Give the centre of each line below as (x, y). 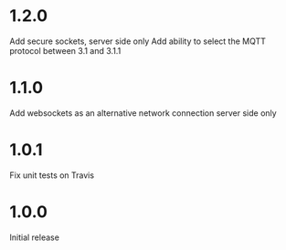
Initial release (34, 237)
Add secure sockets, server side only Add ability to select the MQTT (138, 41)
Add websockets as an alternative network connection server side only (143, 113)
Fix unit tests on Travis (52, 175)
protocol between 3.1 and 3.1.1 (65, 50)
